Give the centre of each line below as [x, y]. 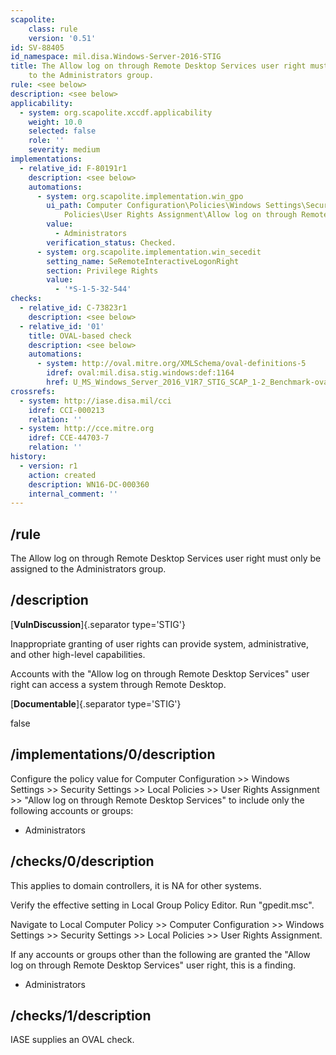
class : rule [53, 29]
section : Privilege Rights [102, 271]
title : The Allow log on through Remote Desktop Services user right [158, 66]
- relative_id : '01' [62, 326]
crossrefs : [33, 391]
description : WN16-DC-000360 [89, 484]
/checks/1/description [81, 1015]
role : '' [46, 141]
